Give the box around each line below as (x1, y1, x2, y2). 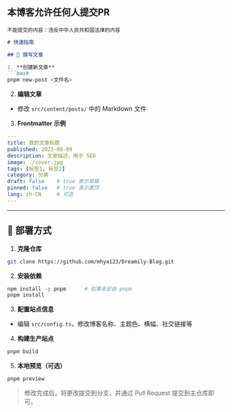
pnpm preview (7, 375, 45, 382)
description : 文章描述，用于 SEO (7, 152, 96, 159)
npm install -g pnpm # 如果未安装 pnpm (7, 285, 133, 292)
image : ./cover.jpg (7, 158, 64, 166)
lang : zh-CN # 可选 (7, 191, 74, 198)
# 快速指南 (7, 39, 35, 46)
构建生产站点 (17, 335, 54, 343)
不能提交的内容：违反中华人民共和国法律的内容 (7, 26, 121, 33)
